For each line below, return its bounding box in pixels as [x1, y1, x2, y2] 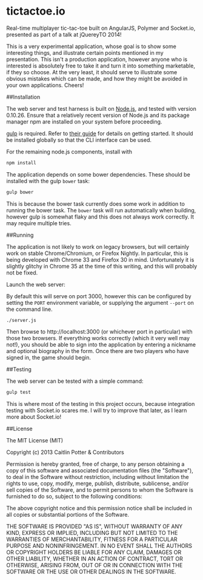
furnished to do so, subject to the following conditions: [6, 492, 142, 500]
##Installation [6, 93, 41, 100]
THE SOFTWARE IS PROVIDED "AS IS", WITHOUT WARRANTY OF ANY [6, 522, 183, 530]
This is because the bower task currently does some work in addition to [6, 200, 185, 208]
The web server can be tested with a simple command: [6, 377, 144, 385]
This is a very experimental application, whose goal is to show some [6, 43, 177, 50]
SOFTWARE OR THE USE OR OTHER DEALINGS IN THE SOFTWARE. [6, 568, 176, 575]
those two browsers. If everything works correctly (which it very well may [6, 334, 190, 341]
